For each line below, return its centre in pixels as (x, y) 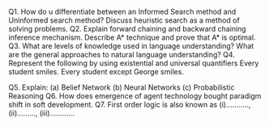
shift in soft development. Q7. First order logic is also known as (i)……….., (130, 105)
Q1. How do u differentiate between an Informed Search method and (122, 12)
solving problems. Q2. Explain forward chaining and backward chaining (127, 29)
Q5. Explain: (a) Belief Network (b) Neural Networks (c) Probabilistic (122, 87)
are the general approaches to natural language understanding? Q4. (122, 55)
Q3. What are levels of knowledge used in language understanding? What (131, 46)
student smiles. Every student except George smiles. (96, 71)
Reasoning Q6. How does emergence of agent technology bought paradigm (135, 96)
